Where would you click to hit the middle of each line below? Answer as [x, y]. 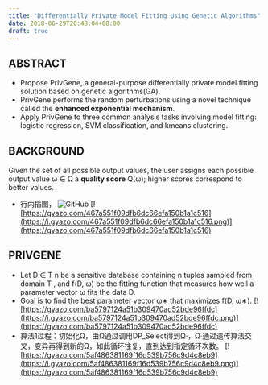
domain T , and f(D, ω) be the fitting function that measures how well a [137, 284]
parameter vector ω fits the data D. [78, 292]
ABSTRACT [37, 63]
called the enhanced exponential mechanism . [97, 109]
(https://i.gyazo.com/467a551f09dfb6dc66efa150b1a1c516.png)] [126, 221]
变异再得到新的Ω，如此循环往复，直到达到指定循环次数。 [129, 346]
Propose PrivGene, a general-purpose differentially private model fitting [139, 83]
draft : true [28, 31]
